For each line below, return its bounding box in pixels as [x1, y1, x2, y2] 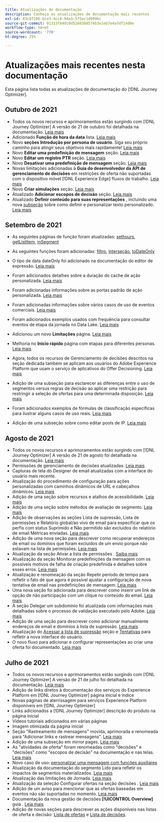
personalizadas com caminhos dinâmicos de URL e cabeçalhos [12, 484, 140, 489]
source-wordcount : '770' [5, 30, 56, 35]
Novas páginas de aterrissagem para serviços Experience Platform [12, 697, 147, 703]
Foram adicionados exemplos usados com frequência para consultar [12, 316, 150, 322]
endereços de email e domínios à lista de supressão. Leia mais [12, 624, 138, 630]
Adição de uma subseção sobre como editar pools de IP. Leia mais [12, 420, 146, 426]
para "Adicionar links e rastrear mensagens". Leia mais [12, 734, 123, 740]
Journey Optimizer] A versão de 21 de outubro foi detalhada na [12, 124, 139, 129]
